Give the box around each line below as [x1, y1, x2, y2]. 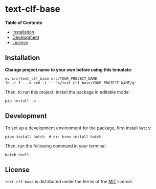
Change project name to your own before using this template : [5, 67, 133, 72]
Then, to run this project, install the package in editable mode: [5, 89, 130, 95]
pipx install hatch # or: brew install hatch [5, 134, 102, 139]
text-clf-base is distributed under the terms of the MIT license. [5, 179, 134, 185]
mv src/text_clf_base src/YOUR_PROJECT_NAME [5, 76, 97, 81]
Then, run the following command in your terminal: [5, 143, 107, 149]
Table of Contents [5, 20, 43, 25]
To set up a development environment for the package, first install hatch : [5, 125, 152, 131]
